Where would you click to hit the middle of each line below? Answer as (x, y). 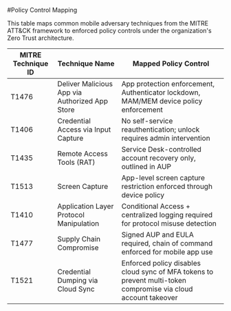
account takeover (150, 298)
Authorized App (83, 101)
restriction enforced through (167, 187)
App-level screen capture (163, 178)
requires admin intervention (166, 138)
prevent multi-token (154, 280)
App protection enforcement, (168, 84)
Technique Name (86, 63)
